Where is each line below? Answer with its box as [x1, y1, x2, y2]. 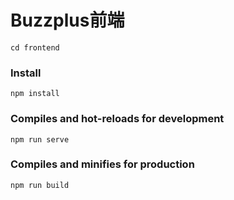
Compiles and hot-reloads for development [10, 112, 225, 126]
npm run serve [10, 134, 70, 145]
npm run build [10, 180, 70, 190]
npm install [10, 89, 60, 99]
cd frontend [10, 42, 60, 53]
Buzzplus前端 [10, 9, 125, 32]
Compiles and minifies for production [10, 157, 195, 171]
